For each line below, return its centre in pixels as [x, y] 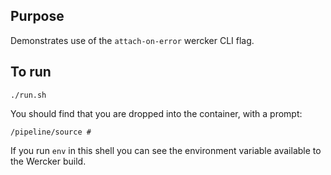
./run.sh [28, 95]
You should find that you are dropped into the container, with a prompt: [156, 113]
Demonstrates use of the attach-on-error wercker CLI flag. [132, 40]
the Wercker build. [48, 161]
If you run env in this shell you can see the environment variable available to [166, 150]
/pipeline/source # [51, 132]
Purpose [37, 16]
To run [31, 72]
